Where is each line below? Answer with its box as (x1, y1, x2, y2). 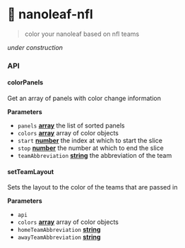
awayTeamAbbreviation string (17, 232, 101, 242)
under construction (7, 43, 64, 51)
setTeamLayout (7, 167, 54, 175)
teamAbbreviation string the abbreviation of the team (17, 151, 172, 160)
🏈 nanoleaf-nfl (7, 6, 93, 23)
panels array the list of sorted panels (17, 121, 125, 130)
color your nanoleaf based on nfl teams (24, 30, 140, 38)
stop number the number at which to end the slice (17, 144, 164, 152)
